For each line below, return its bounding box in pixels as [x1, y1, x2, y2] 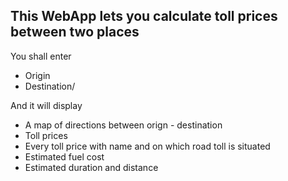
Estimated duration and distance [24, 161, 159, 173]
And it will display [10, 99, 83, 111]
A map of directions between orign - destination [24, 119, 223, 131]
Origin [24, 69, 51, 81]
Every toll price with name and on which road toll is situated [24, 140, 271, 152]
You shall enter [10, 50, 72, 62]
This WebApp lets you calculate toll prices [10, 8, 278, 25]
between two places [10, 24, 140, 41]
